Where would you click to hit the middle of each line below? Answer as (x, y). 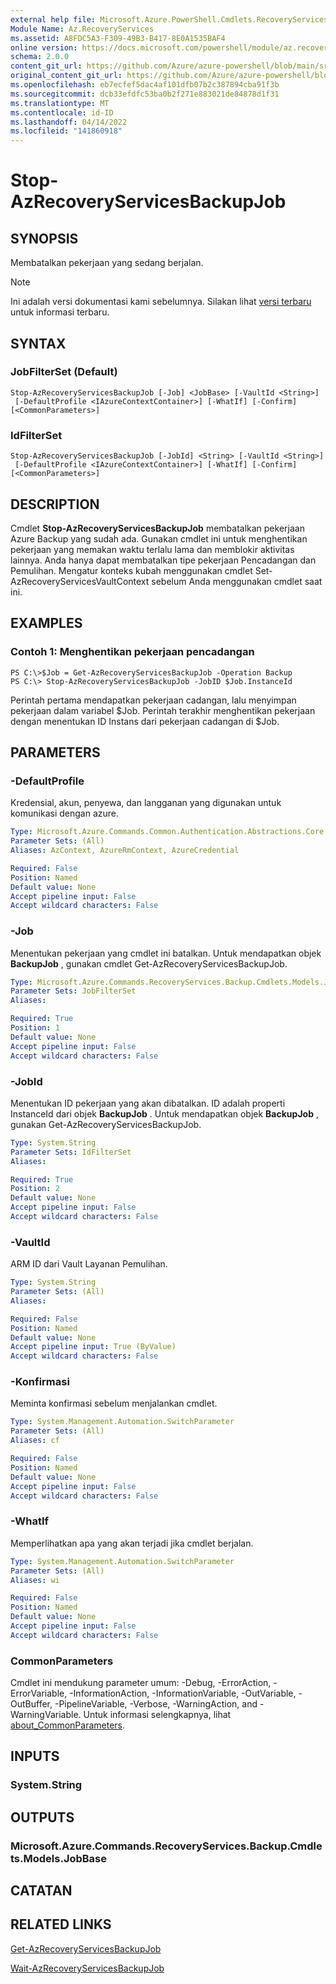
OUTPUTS (42, 1817)
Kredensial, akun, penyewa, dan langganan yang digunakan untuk (146, 803)
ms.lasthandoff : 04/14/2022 (69, 122)
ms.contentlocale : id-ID (62, 112)
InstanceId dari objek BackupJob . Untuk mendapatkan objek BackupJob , (164, 1113)
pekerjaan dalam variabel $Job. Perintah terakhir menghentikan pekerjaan (163, 710)
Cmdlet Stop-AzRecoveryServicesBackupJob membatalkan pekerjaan (157, 528)
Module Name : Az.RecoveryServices (82, 29)
